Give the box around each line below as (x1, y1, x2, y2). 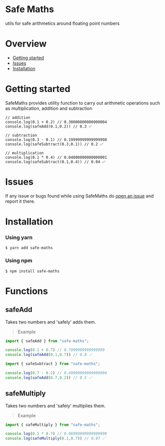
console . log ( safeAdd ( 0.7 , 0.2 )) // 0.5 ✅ (5, 375, 92, 380)
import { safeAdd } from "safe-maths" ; (5, 338, 89, 343)
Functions (5, 285, 48, 297)
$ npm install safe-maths (5, 269, 60, 274)
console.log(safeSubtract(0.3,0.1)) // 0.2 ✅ (5, 142, 103, 147)
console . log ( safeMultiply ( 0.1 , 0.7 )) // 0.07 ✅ (5, 436, 106, 441)
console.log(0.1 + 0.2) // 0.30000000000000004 (5, 119, 107, 124)
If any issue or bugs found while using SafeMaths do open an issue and (5, 193, 154, 199)
